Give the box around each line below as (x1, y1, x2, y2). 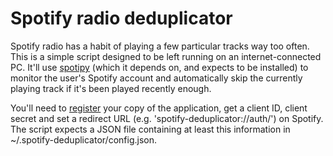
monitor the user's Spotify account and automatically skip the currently (10, 72, 303, 84)
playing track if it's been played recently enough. (10, 82, 212, 94)
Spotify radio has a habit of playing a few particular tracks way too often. (10, 40, 310, 52)
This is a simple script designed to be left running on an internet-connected (10, 50, 322, 62)
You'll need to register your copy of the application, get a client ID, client (10, 102, 308, 114)
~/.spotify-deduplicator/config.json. (10, 133, 158, 146)
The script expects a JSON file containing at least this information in (10, 123, 291, 135)
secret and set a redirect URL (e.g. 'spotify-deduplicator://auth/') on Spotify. (10, 112, 324, 124)
